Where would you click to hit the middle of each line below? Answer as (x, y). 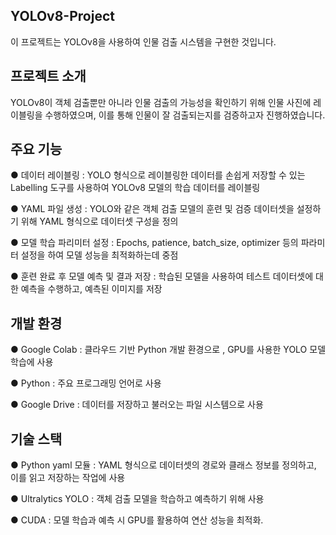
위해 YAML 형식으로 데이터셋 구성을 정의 (99, 221)
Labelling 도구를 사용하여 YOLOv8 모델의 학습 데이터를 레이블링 (135, 188)
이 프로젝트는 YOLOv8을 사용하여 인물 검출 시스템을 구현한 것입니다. (143, 41)
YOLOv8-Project (62, 16)
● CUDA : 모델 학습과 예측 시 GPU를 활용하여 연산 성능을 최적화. (137, 520)
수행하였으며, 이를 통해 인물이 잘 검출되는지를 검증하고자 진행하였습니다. (185, 115)
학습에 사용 (32, 362)
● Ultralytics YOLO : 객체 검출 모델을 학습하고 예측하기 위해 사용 (137, 499)
